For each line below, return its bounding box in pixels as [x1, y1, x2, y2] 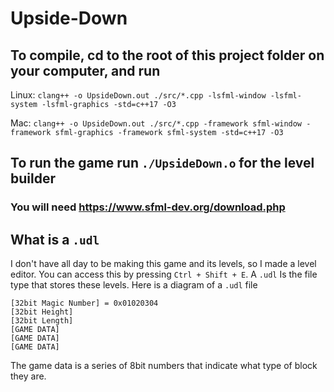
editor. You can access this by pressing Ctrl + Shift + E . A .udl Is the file [10, 268, 318, 281]
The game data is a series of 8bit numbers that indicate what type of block [10, 360, 318, 372]
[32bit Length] [10, 316, 74, 326]
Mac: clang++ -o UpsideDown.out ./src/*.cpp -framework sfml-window [10, 117, 303, 129]
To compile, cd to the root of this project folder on [10, 47, 325, 64]
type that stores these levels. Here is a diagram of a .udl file [10, 279, 258, 291]
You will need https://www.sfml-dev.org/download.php [10, 200, 286, 214]
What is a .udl [10, 231, 100, 248]
